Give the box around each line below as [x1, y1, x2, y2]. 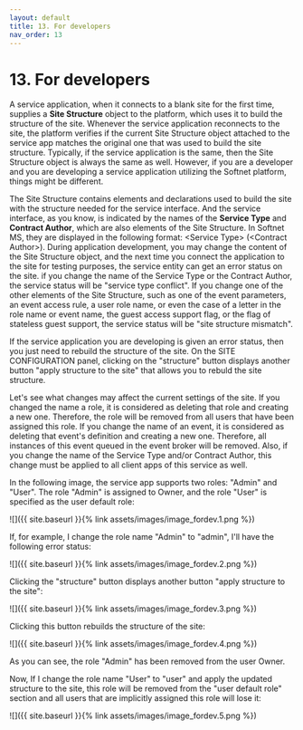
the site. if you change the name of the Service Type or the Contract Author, [9, 271, 293, 282]
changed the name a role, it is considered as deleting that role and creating [9, 402, 289, 413]
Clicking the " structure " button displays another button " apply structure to [9, 576, 286, 587]
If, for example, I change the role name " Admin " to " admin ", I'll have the [9, 532, 274, 543]
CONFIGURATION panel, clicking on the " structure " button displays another [9, 355, 291, 367]
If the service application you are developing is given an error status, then [9, 336, 284, 347]
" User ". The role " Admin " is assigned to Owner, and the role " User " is [9, 486, 268, 498]
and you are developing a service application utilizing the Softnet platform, [9, 167, 287, 178]
